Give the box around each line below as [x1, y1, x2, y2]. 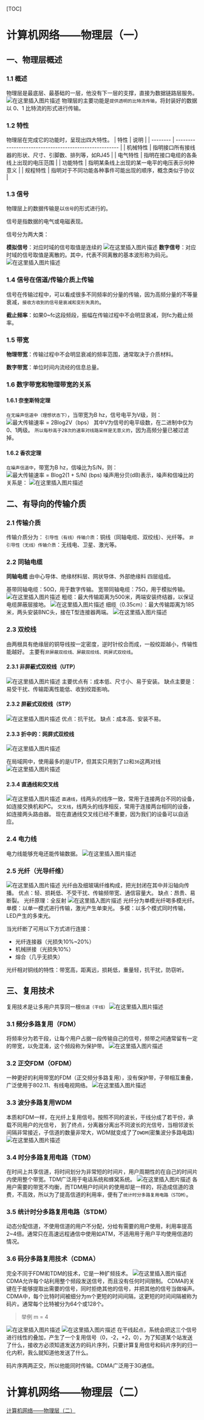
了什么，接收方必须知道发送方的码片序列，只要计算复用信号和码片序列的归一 [6, 1341, 198, 1349]
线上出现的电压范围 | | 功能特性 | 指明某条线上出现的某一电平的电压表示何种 [6, 159, 195, 166]
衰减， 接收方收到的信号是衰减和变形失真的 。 [6, 298, 105, 305]
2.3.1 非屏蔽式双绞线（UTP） [6, 663, 79, 670]
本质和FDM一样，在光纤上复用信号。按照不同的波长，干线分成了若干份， [6, 1113, 189, 1121]
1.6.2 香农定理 [6, 449, 41, 456]
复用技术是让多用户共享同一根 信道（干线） [6, 1003, 108, 1010]
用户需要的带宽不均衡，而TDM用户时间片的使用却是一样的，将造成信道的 [6, 1184, 189, 1191]
